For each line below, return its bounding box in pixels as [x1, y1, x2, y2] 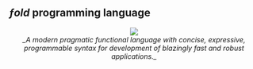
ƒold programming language [9, 6, 151, 20]
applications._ [111, 51, 157, 61]
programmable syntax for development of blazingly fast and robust [24, 43, 244, 53]
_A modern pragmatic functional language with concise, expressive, [22, 34, 246, 44]
